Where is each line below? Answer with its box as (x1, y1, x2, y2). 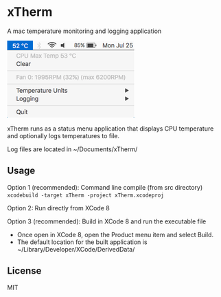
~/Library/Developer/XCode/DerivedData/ (16, 245, 135, 253)
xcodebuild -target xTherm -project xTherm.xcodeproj (7, 192, 165, 199)
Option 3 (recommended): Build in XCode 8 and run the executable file (7, 217, 207, 225)
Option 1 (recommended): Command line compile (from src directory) (7, 183, 203, 191)
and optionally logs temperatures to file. (7, 131, 120, 140)
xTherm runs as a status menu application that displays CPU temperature (7, 124, 214, 133)
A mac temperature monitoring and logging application (7, 27, 162, 35)
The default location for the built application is (16, 238, 148, 246)
